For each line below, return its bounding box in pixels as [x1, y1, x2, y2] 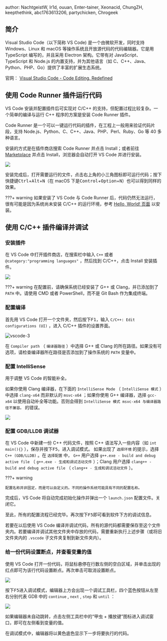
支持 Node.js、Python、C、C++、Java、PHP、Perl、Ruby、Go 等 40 [13, 128, 157, 134]
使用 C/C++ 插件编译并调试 [5, 223, 88, 232]
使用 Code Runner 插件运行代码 [5, 91, 102, 99]
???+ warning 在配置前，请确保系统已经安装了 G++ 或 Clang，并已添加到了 [5, 284, 159, 290]
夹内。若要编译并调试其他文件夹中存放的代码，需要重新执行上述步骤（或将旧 [5, 529, 162, 535]
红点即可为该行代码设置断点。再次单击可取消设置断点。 [5, 567, 118, 573]
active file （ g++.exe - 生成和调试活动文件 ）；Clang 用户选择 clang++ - [5, 459, 152, 465]
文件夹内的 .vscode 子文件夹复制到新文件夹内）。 [5, 535, 104, 541]
